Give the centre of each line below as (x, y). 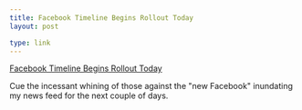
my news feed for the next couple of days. (89, 95)
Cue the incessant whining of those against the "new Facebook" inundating (151, 86)
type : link (30, 43)
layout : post (34, 26)
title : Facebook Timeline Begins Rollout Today (102, 18)
